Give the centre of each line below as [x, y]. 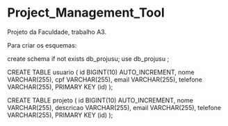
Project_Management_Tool [86, 13]
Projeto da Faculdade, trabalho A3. [57, 32]
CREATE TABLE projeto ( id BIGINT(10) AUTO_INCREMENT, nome [100, 100]
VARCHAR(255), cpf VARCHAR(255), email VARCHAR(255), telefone [105, 79]
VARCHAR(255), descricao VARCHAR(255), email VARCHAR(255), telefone [114, 107]
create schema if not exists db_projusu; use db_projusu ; [88, 58]
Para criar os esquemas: [42, 45]
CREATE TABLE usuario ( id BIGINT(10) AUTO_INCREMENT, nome [101, 72]
